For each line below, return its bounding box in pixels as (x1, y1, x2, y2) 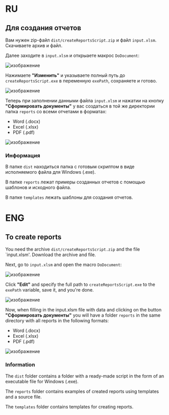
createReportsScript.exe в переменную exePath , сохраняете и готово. (5, 78, 157, 84)
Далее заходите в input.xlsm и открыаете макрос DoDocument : (5, 52, 139, 58)
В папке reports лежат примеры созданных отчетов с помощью (5, 179, 146, 185)
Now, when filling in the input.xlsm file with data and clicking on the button (5, 307, 162, 313)
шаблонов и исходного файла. (5, 184, 71, 191)
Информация (5, 152, 40, 159)
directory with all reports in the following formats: (5, 318, 109, 324)
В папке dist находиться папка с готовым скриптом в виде (5, 163, 135, 170)
